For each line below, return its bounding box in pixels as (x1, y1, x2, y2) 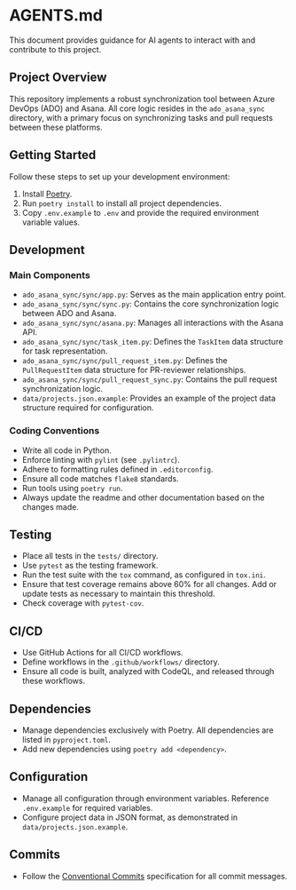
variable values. (21, 217, 81, 227)
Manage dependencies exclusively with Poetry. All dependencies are (21, 725, 274, 735)
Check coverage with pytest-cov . (21, 598, 144, 608)
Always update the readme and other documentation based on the (21, 492, 265, 503)
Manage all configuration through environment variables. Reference (21, 792, 269, 804)
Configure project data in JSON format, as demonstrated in (21, 812, 238, 822)
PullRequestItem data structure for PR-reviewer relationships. (21, 365, 246, 376)
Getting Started (9, 147, 97, 163)
